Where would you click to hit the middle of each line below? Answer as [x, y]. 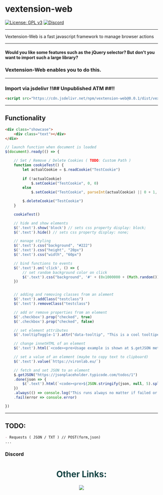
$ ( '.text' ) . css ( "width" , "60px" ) [48, 255]
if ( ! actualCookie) [42, 179]
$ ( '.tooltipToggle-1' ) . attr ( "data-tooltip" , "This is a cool [77, 335]
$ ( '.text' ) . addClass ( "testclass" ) [49, 299]
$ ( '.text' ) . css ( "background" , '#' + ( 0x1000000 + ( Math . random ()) [91, 277]
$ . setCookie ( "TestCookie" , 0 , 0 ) [65, 183]
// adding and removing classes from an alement [64, 295]
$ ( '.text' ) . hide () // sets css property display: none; [72, 232]
